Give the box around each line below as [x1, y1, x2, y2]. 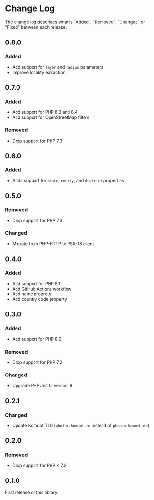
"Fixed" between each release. [5, 24, 67, 30]
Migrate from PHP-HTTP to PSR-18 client [12, 241, 94, 247]
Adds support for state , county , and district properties [12, 178, 124, 184]
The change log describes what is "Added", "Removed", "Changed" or [5, 19, 146, 25]
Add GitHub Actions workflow [12, 286, 72, 292]
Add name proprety [12, 291, 51, 297]
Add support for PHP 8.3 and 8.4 [12, 109, 78, 115]
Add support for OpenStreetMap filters [12, 114, 90, 120]
